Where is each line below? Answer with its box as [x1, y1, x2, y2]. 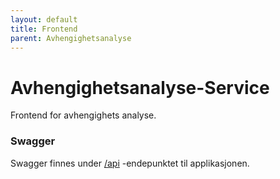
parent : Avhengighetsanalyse [10, 33, 132, 43]
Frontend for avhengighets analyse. [10, 109, 157, 121]
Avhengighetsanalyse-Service [10, 76, 270, 99]
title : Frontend [10, 24, 78, 34]
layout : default [10, 14, 78, 25]
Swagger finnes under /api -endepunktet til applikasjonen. [10, 157, 250, 169]
